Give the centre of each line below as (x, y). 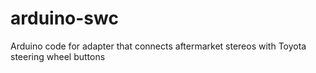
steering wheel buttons (58, 56)
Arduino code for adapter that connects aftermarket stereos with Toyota (158, 46)
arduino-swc (64, 18)
